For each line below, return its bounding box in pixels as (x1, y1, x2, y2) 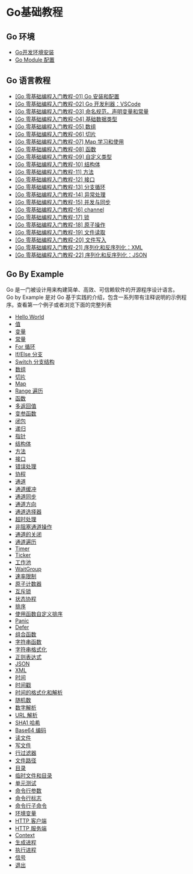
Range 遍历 (14, 387, 43, 394)
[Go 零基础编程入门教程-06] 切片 (14, 130, 96, 138)
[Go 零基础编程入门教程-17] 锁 (14, 213, 90, 220)
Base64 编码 (14, 726, 47, 734)
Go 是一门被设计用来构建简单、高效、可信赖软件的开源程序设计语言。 (6, 286, 179, 293)
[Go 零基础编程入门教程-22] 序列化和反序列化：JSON (14, 251, 147, 259)
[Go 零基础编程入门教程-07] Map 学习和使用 (14, 138, 124, 145)
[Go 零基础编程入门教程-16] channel (14, 206, 104, 213)
